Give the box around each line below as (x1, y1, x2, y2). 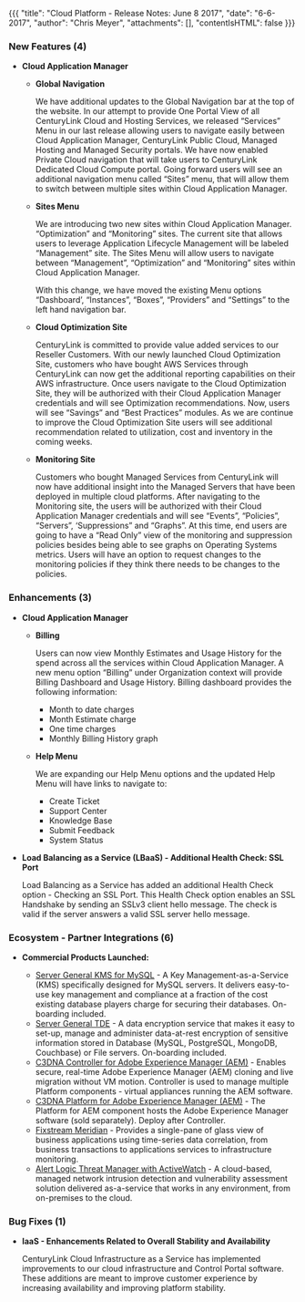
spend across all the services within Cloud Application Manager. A (35, 656, 284, 668)
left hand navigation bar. (35, 305, 127, 315)
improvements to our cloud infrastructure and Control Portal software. (21, 1263, 284, 1275)
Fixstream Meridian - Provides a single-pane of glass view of (35, 1124, 265, 1135)
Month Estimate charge (48, 713, 137, 724)
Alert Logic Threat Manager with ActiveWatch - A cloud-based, (35, 1162, 272, 1174)
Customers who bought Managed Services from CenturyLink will (35, 471, 279, 482)
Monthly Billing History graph (48, 733, 158, 744)
